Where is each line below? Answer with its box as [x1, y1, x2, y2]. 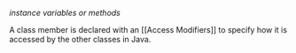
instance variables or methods [9, 8, 121, 18]
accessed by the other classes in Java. [9, 34, 152, 44]
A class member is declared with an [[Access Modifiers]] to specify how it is [9, 25, 288, 34]
